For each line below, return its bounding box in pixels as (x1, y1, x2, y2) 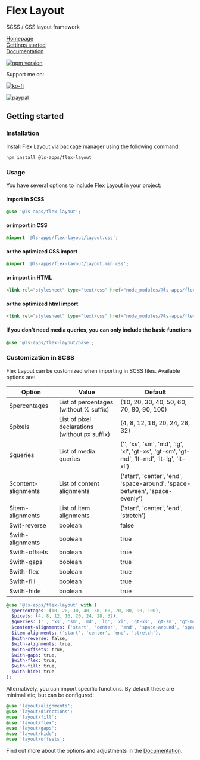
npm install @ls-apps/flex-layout (6, 154, 92, 160)
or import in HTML (6, 274, 52, 281)
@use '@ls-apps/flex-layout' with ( (6, 602, 97, 608)
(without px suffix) (58, 430, 110, 438)
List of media (58, 447, 95, 455)
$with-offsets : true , (11, 646, 65, 652)
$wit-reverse (9, 521, 46, 529)
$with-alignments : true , (11, 641, 73, 647)
